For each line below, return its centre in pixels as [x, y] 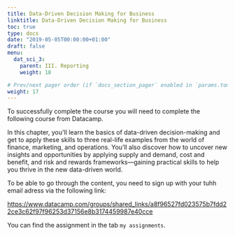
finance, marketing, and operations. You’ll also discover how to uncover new [117, 147]
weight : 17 [23, 92]
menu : [15, 53]
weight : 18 [36, 72]
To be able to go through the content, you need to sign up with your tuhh [112, 183]
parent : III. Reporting [55, 66]
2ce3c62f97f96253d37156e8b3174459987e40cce [80, 211]
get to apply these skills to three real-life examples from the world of [106, 140]
